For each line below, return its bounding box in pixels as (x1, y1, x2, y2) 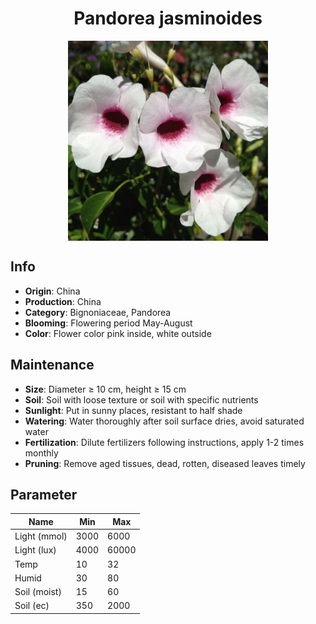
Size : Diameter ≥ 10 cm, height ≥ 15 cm (24, 383, 187, 395)
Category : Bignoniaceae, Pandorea (24, 306, 172, 318)
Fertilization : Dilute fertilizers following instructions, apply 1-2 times (24, 436, 305, 448)
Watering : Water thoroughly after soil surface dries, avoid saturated (24, 415, 305, 427)
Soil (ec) (14, 600, 50, 612)
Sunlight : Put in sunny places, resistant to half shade (24, 404, 243, 416)
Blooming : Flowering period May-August (24, 317, 193, 329)
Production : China (24, 295, 102, 307)
